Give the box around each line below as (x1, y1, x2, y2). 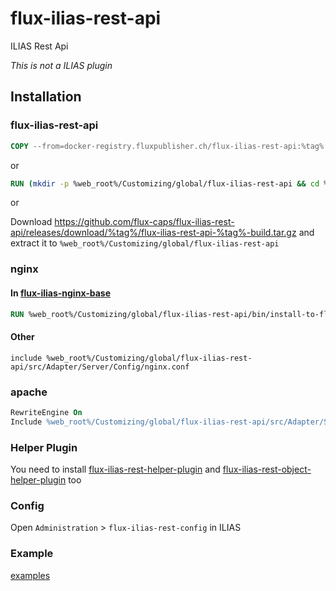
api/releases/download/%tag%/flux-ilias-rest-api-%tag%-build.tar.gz (10, 227, 297, 239)
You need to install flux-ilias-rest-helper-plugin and (10, 463, 221, 475)
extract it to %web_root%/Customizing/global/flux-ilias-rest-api (10, 237, 280, 249)
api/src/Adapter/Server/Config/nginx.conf (10, 362, 190, 372)
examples (10, 569, 51, 581)
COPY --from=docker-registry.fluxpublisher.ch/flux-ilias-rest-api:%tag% (10, 141, 325, 151)
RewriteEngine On (10, 407, 83, 417)
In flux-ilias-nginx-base (10, 287, 112, 299)
